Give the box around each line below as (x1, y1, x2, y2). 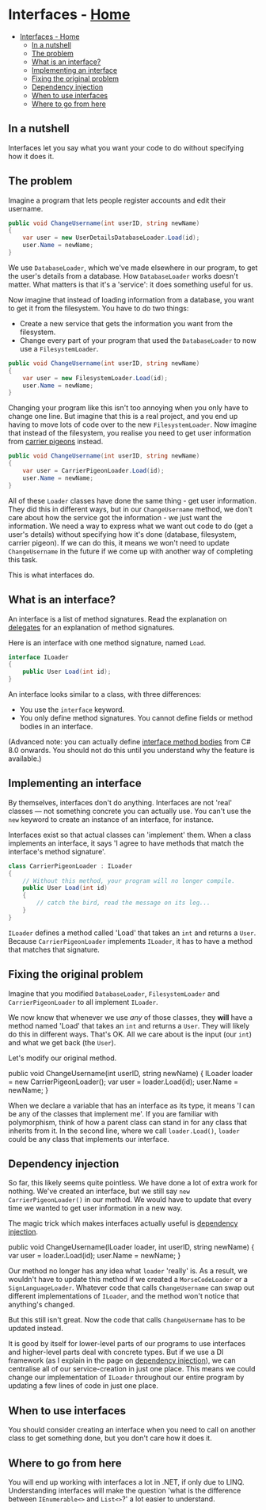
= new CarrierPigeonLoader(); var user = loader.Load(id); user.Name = (8, 1077, 239, 1086)
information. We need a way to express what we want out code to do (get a (8, 521, 253, 531)
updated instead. (8, 1324, 63, 1333)
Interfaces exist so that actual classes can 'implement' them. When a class (8, 830, 252, 839)
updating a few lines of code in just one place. (8, 1381, 159, 1390)
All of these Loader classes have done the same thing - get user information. (8, 496, 257, 505)
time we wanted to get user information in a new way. (8, 1204, 183, 1213)
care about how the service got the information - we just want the (8, 512, 222, 522)
